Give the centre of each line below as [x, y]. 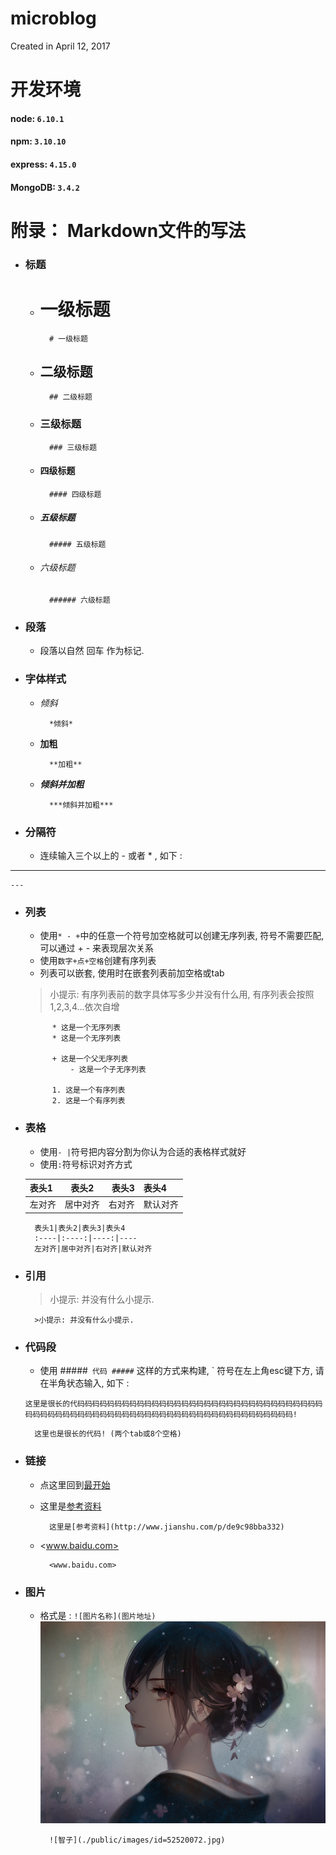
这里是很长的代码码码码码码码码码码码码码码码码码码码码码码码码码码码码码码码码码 [173, 1404]
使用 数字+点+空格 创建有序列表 [98, 961]
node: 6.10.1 [37, 118]
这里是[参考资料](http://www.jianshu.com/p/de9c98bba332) [166, 1527]
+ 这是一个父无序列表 [90, 1059]
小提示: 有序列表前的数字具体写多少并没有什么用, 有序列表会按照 [182, 994]
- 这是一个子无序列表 [108, 1070]
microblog [53, 18]
